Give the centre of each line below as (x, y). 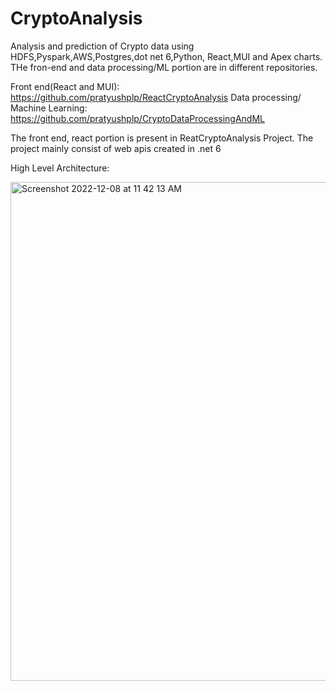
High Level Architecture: (60, 168)
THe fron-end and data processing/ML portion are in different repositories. (164, 67)
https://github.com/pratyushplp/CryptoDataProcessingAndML (137, 118)
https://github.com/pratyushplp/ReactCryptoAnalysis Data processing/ (156, 97)
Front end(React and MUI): (65, 86)
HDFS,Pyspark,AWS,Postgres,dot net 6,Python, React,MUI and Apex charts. (166, 56)
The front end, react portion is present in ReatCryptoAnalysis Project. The (162, 138)
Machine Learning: (49, 108)
